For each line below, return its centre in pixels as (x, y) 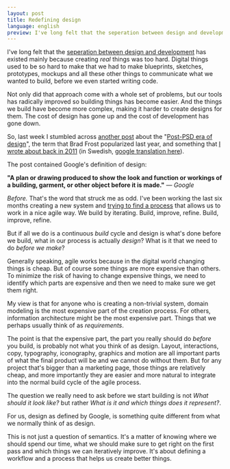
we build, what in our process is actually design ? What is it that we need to (112, 241)
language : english (33, 26)
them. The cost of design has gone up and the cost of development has (108, 116)
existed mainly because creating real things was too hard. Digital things (108, 60)
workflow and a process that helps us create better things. (90, 459)
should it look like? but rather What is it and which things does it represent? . (114, 403)
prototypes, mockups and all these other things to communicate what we (110, 74)
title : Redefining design (44, 20)
